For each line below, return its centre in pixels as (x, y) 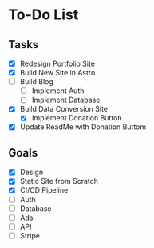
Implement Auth (58, 91)
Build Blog (37, 82)
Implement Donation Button (77, 118)
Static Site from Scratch (59, 181)
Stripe (30, 235)
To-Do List (43, 15)
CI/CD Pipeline (44, 190)
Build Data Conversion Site (63, 109)
